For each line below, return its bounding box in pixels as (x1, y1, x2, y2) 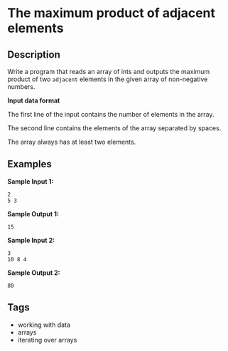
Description (7, 48, 60, 61)
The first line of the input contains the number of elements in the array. (7, 110, 215, 118)
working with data (17, 320, 71, 329)
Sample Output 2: (7, 268, 60, 277)
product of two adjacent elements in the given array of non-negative (7, 75, 208, 83)
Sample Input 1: (7, 177, 54, 186)
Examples (7, 158, 52, 170)
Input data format (7, 96, 60, 105)
